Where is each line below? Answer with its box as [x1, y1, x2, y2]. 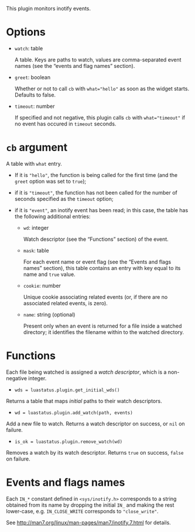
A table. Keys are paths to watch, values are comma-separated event [14, 56, 182, 63]
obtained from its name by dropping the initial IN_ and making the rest [6, 501, 175, 509]
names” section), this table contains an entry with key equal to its [23, 264, 181, 271]
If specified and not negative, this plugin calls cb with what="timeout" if [14, 114, 186, 121]
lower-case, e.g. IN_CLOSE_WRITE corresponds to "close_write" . [6, 507, 159, 514]
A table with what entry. [6, 160, 63, 167]
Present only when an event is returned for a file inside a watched [23, 322, 182, 329]
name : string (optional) [23, 311, 76, 318]
